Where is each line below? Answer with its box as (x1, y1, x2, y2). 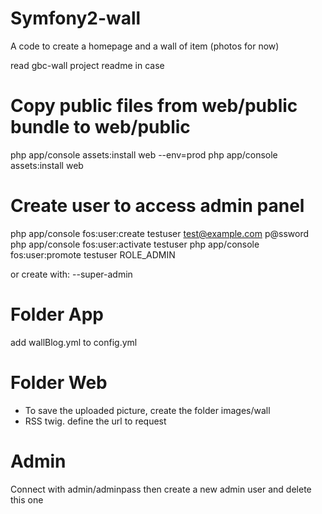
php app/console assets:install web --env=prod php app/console (10, 148, 278, 161)
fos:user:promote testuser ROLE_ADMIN (10, 248, 176, 261)
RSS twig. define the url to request (24, 415, 167, 427)
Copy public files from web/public (10, 95, 298, 117)
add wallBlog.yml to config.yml (10, 336, 138, 348)
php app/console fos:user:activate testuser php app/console (10, 238, 260, 250)
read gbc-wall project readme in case (10, 59, 165, 71)
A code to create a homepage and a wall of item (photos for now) (10, 40, 280, 52)
